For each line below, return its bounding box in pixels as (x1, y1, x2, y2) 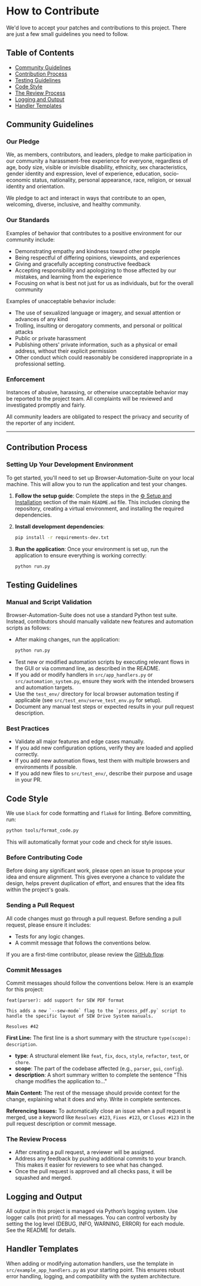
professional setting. (14, 360, 66, 367)
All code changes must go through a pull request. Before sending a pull (6, 915, 181, 922)
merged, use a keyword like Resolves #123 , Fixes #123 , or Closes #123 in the (6, 1113, 194, 1120)
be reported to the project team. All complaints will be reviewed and (6, 395, 173, 403)
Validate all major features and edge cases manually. (14, 738, 145, 745)
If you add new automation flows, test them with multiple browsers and (14, 757, 190, 765)
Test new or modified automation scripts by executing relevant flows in (14, 658, 190, 666)
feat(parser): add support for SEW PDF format (6, 997, 124, 1003)
